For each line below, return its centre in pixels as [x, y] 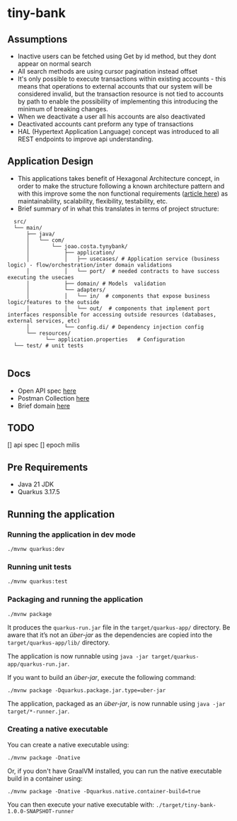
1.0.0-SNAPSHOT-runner [41, 811]
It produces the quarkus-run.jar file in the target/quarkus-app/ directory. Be [119, 627]
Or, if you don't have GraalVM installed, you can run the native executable [115, 771]
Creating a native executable [58, 730]
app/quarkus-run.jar [38, 664]
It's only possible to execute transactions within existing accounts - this [122, 79]
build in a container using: [45, 778]
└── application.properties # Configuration [115, 339]
